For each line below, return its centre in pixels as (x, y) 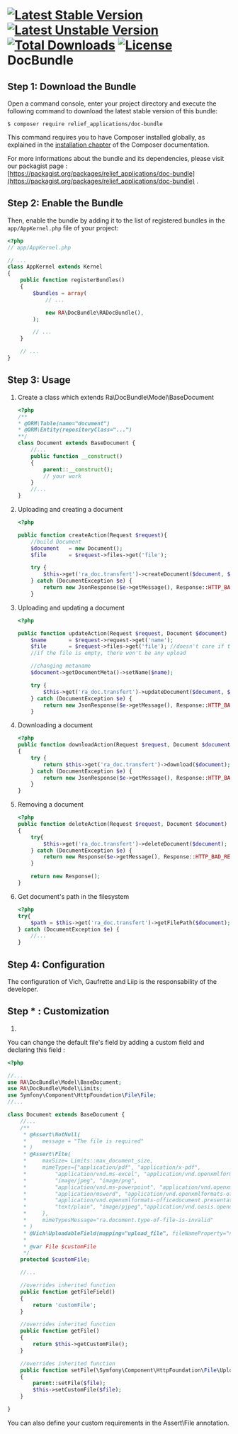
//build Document (56, 542)
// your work (62, 476)
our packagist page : (38, 166)
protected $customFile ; (55, 1260)
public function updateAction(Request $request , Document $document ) (123, 633)
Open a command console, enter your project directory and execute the (112, 103)
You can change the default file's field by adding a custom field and (106, 1042)
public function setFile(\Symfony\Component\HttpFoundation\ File (119, 1370)
